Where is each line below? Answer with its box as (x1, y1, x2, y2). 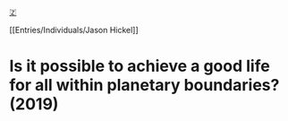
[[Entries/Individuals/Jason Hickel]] (9, 25, 139, 35)
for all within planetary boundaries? (9, 75, 280, 96)
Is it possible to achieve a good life (9, 56, 270, 76)
